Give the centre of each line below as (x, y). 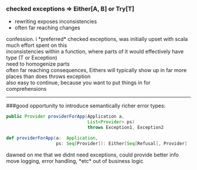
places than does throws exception (48, 76)
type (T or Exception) (32, 58)
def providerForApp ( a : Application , (52, 138)
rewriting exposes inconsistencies (56, 22)
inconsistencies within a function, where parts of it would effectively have (95, 52)
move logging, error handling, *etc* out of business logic (75, 161)
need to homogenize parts (38, 64)
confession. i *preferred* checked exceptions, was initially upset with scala (97, 39)
